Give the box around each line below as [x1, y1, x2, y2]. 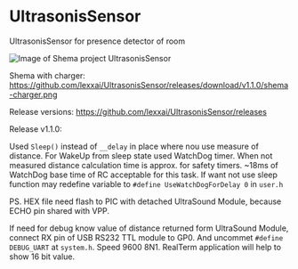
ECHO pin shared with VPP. [9, 205, 109, 216]
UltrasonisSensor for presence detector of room [9, 36, 186, 46]
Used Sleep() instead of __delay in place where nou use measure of [9, 141, 260, 151]
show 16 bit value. [9, 251, 76, 262]
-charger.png [9, 89, 58, 100]
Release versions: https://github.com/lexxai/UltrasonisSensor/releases [9, 106, 267, 117]
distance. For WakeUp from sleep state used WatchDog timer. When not [9, 150, 273, 161]
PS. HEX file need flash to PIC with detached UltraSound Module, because [9, 196, 282, 207]
